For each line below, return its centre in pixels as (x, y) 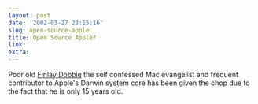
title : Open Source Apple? (52, 37)
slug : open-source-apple (49, 30)
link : (17, 45)
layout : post (29, 15)
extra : (19, 52)
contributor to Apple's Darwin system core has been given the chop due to (129, 83)
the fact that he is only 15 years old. (66, 91)
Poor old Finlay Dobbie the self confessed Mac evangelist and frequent (123, 74)
